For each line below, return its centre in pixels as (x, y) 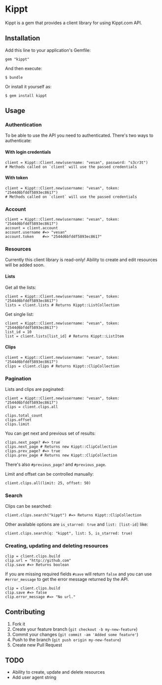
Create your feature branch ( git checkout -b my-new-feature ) (75, 629)
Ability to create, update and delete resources (58, 672)
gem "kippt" (17, 59)
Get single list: (20, 314)
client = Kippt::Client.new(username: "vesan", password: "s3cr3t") (77, 162)
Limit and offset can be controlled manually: (50, 474)
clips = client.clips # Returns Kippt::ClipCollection (62, 366)
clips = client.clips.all (31, 407)
